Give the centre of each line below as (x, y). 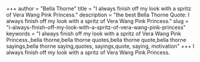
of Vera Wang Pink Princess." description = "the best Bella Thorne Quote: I (98, 15)
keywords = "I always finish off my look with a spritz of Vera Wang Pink (94, 34)
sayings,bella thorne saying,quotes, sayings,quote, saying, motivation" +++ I (100, 46)
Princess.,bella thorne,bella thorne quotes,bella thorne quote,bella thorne (96, 40)
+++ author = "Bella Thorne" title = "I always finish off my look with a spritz (99, 9)
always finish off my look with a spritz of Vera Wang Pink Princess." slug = (98, 21)
